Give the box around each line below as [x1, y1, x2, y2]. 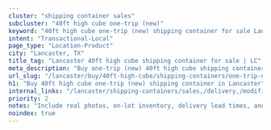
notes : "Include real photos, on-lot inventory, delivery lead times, [8, 102, 251, 110]
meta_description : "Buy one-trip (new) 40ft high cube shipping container [8, 65, 265, 73]
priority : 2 [8, 94, 48, 103]
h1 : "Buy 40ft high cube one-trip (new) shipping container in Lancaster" [8, 79, 265, 87]
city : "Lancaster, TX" [8, 49, 85, 57]
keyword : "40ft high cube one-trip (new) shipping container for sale [8, 27, 251, 35]
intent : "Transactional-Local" [8, 34, 114, 43]
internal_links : [8, 86, 63, 95]
